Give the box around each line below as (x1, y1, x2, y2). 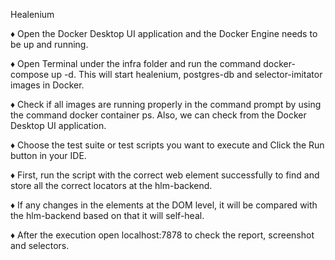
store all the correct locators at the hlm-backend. (10, 180, 213, 191)
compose (10, 69, 50, 80)
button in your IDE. (10, 150, 87, 161)
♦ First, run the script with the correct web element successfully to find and (10, 169, 320, 181)
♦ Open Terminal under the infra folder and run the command (10, 58, 262, 69)
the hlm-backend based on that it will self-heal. (10, 210, 205, 221)
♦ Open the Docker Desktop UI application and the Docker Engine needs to (10, 28, 318, 39)
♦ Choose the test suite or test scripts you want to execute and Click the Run (10, 139, 325, 151)
